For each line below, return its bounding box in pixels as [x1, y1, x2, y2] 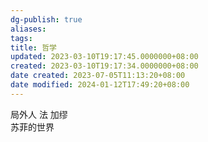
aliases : [10, 24, 47, 34]
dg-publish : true [10, 14, 83, 25]
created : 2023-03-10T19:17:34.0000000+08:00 [10, 61, 199, 71]
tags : [10, 33, 33, 43]
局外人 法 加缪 [10, 108, 68, 120]
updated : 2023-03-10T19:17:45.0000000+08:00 [10, 52, 199, 62]
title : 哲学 [10, 42, 57, 53]
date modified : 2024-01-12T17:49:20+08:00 [10, 80, 190, 90]
